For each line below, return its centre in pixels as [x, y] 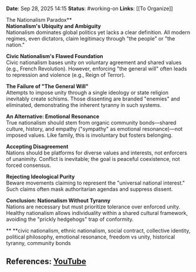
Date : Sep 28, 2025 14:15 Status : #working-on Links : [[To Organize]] [89, 9]
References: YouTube [46, 262]
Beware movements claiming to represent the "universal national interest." [96, 183]
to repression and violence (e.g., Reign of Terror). [66, 75]
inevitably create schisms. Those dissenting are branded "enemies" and [93, 99]
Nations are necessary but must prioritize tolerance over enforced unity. [93, 207]
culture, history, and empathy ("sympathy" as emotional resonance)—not [94, 129]
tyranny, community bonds [39, 243]
